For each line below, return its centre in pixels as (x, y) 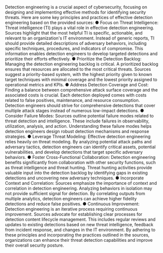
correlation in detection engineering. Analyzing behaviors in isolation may (79, 188)
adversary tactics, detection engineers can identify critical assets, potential (80, 147)
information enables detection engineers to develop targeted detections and (81, 54)
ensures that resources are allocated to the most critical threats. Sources (78, 69)
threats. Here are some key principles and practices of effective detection (79, 17)
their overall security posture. (35, 245)
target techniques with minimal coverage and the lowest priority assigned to (81, 79)
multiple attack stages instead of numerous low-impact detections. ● (75, 111)
